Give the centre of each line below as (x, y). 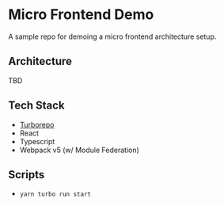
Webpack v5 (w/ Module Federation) (80, 150)
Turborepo (37, 124)
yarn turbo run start (55, 195)
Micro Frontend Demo (81, 15)
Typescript (37, 141)
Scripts (27, 175)
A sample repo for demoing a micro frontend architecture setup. (112, 36)
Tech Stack (36, 106)
